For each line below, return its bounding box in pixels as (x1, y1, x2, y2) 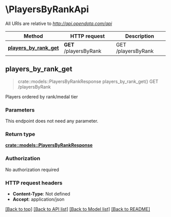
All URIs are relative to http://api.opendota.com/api (5, 20, 112, 26)
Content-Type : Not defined (12, 191, 70, 197)
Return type (5, 130, 36, 138)
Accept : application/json (12, 196, 65, 202)
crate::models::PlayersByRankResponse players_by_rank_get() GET (17, 78, 159, 85)
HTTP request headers (5, 179, 63, 186)
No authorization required (5, 167, 60, 173)
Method (23, 32, 43, 39)
